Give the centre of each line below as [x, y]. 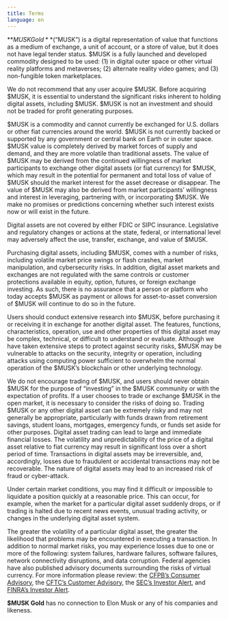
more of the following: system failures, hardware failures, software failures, [112, 553]
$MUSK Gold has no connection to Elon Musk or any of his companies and [112, 603]
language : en [26, 20]
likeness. [19, 610]
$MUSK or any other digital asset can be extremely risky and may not [105, 410]
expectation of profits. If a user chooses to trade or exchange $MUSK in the [114, 395]
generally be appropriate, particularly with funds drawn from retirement [108, 417]
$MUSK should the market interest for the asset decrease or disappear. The [114, 182]
